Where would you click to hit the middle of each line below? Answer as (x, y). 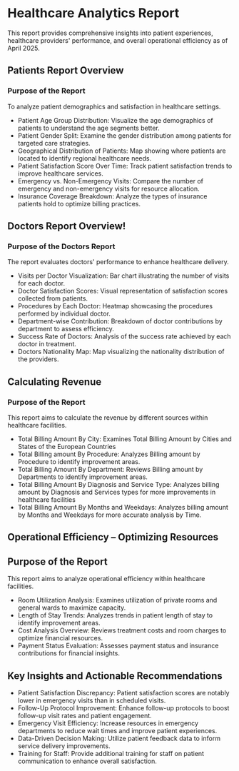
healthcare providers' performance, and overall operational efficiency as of (118, 40)
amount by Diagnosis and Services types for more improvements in (117, 492)
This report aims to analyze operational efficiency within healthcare (106, 579)
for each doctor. (41, 283)
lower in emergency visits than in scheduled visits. (92, 700)
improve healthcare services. (60, 173)
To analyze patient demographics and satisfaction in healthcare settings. (114, 106)
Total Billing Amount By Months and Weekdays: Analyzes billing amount (123, 507)
